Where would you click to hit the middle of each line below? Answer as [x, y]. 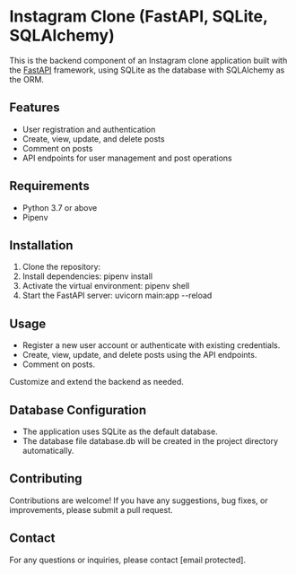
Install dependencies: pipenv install [87, 276]
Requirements [49, 186]
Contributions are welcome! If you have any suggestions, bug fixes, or [139, 500]
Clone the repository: [61, 267]
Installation [41, 245]
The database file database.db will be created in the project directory [150, 441]
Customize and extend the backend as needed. [96, 382]
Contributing [46, 478]
